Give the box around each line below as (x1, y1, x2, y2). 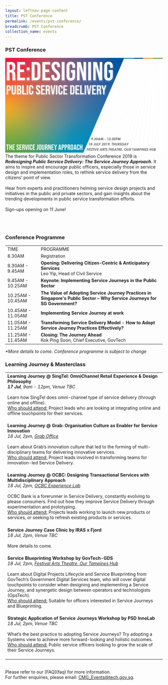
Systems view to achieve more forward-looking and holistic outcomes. (7, 636, 153, 642)
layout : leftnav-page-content (5, 8, 68, 13)
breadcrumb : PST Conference (5, 24, 64, 29)
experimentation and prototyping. (7, 504, 76, 510)
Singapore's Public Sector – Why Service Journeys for (40, 295, 156, 301)
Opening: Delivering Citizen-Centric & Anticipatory (40, 260, 150, 266)
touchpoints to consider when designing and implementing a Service (7, 581, 148, 587)
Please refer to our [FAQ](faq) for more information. (5, 668, 111, 675)
